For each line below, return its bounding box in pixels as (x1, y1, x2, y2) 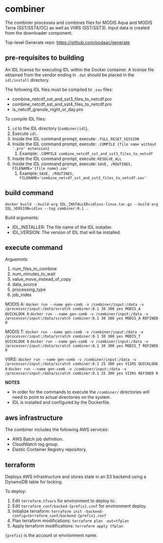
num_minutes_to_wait (12, 271, 56, 277)
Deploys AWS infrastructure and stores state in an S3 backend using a (5, 474, 146, 479)
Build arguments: (5, 214, 40, 221)
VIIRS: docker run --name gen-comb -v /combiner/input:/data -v (5, 356, 137, 362)
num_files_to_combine (12, 266, 57, 272)
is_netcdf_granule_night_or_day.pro (12, 106, 83, 112)
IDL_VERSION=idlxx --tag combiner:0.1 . (5, 206, 89, 211)
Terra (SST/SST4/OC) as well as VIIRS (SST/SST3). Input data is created (5, 24, 150, 30)
